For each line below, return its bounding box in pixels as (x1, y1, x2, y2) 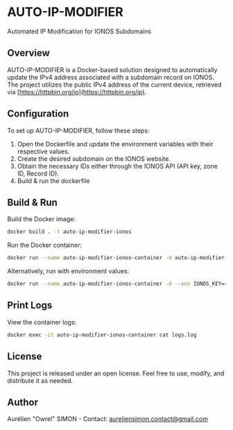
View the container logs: (7, 318, 77, 326)
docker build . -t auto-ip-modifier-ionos (7, 228, 132, 236)
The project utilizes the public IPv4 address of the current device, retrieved (7, 80, 222, 89)
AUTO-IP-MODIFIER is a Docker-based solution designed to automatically (7, 65, 218, 74)
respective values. (17, 147, 70, 155)
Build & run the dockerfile (17, 176, 90, 184)
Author (7, 396, 38, 408)
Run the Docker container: (7, 241, 82, 250)
